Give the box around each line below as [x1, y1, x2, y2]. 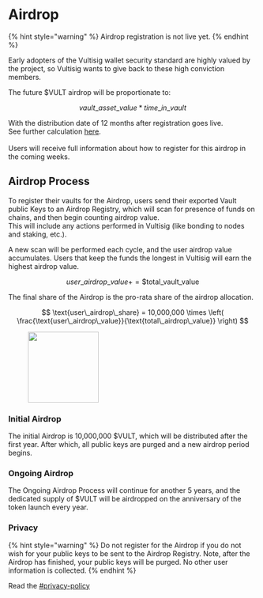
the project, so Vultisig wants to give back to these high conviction [8, 63, 225, 73]
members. [8, 72, 42, 81]
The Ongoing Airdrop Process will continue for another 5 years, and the [8, 486, 241, 495]
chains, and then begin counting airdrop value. [8, 212, 160, 222]
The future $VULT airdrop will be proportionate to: [8, 87, 171, 97]
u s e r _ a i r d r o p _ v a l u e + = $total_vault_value [66, 277, 200, 286]
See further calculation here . [8, 127, 101, 136]
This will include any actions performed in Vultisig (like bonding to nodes [8, 221, 245, 230]
